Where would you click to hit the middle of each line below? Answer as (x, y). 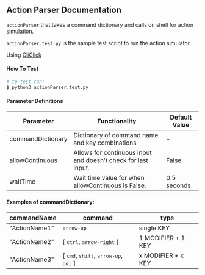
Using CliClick (24, 55)
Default (181, 117)
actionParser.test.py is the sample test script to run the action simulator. (99, 43)
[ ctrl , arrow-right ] (91, 242)
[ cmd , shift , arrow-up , (93, 255)
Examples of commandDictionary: (50, 202)
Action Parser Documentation (64, 10)
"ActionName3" (32, 260)
